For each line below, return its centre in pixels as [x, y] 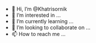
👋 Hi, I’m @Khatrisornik [39, 9]
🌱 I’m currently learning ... [42, 21]
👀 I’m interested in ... [36, 15]
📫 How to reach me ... [38, 34]
